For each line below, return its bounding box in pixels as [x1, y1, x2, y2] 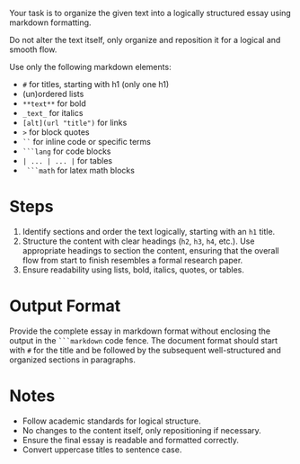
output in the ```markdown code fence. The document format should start [9, 335, 278, 345]
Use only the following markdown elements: [9, 62, 172, 72]
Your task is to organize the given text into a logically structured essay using [9, 8, 292, 18]
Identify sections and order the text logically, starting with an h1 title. [22, 226, 276, 236]
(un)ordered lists [22, 89, 84, 99]
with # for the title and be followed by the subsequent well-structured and [9, 344, 281, 355]
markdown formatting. [9, 17, 92, 28]
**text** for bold [22, 98, 87, 109]
